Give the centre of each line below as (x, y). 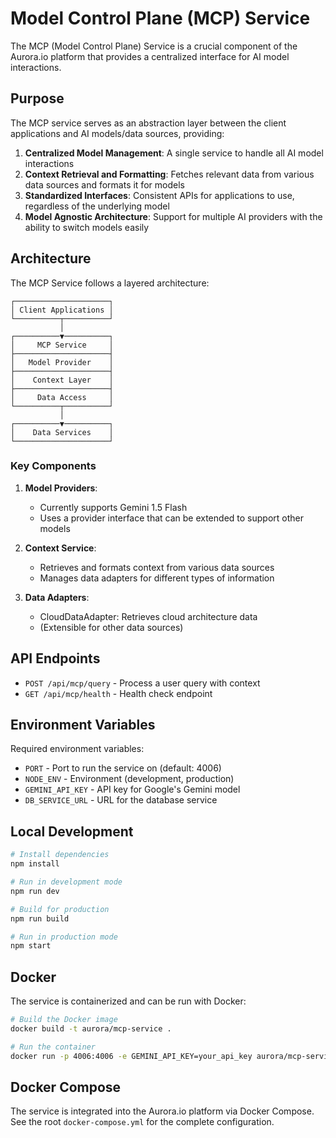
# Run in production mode (64, 937)
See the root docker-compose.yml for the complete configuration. (142, 1122)
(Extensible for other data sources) (111, 627)
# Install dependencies (60, 855)
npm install (35, 864)
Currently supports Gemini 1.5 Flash (113, 507)
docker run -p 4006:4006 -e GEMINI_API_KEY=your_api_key (131, 1056)
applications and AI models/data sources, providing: (117, 133)
